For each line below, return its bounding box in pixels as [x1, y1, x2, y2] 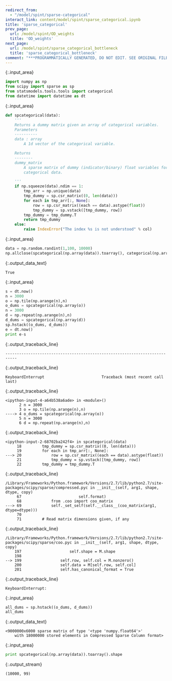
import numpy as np [5, 79, 47, 85]
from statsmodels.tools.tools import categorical [5, 89, 114, 94]
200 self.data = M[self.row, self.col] [14, 562, 137, 568]
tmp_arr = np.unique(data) [24, 188, 81, 194]
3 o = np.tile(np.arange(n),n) [18, 406, 86, 412]
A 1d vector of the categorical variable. [24, 142, 116, 147]
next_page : [5, 41, 29, 46]
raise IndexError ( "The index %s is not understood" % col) [24, 227, 153, 232]
